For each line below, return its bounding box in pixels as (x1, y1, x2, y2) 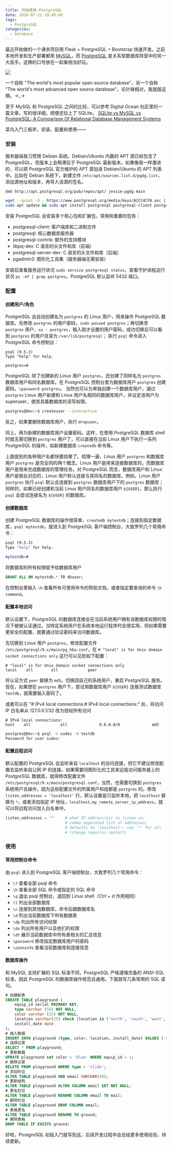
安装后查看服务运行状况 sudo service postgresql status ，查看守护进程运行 (5, 267, 165, 273)
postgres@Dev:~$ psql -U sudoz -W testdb (5, 731, 95, 736)
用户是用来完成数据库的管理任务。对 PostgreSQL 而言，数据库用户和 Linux (5, 466, 162, 472)
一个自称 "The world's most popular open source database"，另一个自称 (5, 80, 159, 85)
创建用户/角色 (5, 301, 34, 307)
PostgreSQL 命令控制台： (5, 339, 59, 345)
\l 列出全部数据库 (12, 899, 51, 906)
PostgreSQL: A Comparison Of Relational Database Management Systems (5, 116, 161, 121)
